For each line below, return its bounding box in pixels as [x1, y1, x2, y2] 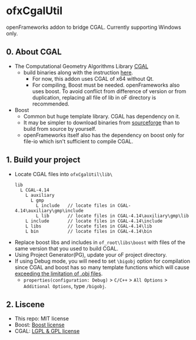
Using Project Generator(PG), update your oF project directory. [14, 251, 167, 258]
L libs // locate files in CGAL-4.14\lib [25, 223, 152, 229]
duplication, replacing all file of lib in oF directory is [32, 94, 157, 101]
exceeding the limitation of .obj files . [14, 270, 103, 277]
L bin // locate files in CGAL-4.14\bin [25, 228, 152, 234]
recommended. [32, 100, 69, 107]
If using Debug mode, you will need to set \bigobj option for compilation [14, 258, 190, 265]
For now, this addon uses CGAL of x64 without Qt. [32, 75, 154, 82]
